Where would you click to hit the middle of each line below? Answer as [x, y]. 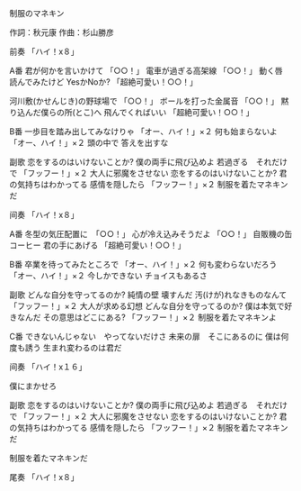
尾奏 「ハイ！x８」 [44, 477]
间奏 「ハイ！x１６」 [48, 367]
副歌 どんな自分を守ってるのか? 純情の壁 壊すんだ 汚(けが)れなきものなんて [148, 295]
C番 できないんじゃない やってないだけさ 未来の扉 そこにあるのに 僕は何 [149, 336]
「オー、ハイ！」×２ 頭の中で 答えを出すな [89, 143]
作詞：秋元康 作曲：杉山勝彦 [62, 32]
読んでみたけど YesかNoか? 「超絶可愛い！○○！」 [103, 82]
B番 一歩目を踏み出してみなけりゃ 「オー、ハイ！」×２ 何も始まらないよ [144, 132]
